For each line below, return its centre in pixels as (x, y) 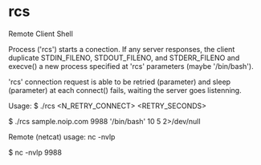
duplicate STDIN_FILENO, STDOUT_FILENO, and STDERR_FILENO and (124, 58)
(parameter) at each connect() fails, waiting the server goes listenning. (125, 90)
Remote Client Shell (41, 34)
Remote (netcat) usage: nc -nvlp (62, 137)
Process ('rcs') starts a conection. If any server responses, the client (122, 49)
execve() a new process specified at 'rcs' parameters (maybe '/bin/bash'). (131, 66)
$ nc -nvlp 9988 (35, 152)
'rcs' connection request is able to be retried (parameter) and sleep (120, 82)
